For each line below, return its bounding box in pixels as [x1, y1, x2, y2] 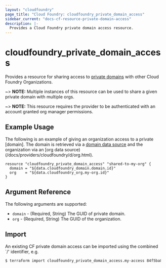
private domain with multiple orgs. [5, 94, 75, 100]
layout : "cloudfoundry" [5, 7, 54, 12]
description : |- [5, 21, 39, 26]
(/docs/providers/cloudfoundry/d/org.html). [5, 152, 93, 158]
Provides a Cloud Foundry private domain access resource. [9, 26, 134, 31]
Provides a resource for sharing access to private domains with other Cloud [5, 74, 159, 80]
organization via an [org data [5, 146, 64, 152]
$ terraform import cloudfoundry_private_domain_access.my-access [5, 258, 145, 263]
